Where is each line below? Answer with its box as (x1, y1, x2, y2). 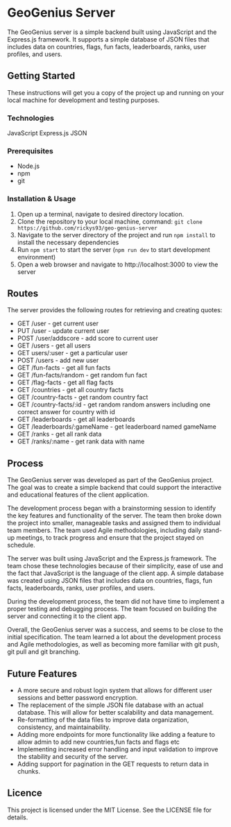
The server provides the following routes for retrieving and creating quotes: (7, 306, 223, 314)
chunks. (17, 767, 40, 776)
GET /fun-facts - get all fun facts (17, 364, 111, 372)
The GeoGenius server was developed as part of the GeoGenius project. (7, 476, 214, 484)
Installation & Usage (7, 194, 76, 204)
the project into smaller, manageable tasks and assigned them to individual (7, 519, 221, 527)
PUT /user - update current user (17, 327, 110, 335)
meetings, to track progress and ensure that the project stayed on (16, 534, 204, 542)
